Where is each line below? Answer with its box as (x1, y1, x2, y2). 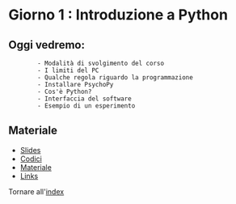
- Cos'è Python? (37, 87, 92, 96)
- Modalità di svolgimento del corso (37, 59, 164, 67)
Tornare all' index (8, 186, 65, 196)
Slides (19, 145, 41, 155)
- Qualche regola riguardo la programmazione (37, 74, 194, 82)
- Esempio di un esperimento (37, 102, 136, 110)
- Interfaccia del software (37, 95, 132, 103)
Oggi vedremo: (8, 38, 85, 52)
